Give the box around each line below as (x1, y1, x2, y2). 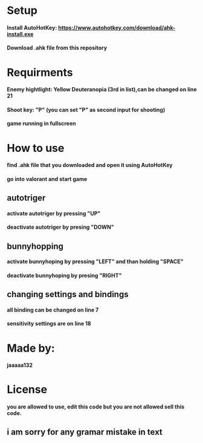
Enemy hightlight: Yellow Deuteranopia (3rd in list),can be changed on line (7, 86, 197, 93)
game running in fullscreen (7, 120, 76, 127)
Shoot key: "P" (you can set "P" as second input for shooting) (7, 106, 166, 113)
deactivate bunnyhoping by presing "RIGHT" (7, 272, 122, 279)
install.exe (7, 30, 34, 38)
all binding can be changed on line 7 (7, 306, 99, 313)
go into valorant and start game (7, 175, 88, 182)
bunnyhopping (7, 241, 64, 251)
